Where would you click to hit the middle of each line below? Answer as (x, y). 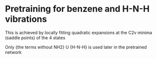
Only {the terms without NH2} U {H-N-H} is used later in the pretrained (76, 47)
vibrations (26, 19)
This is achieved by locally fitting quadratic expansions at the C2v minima (78, 32)
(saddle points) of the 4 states (35, 38)
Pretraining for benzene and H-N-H (77, 9)
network (13, 52)
